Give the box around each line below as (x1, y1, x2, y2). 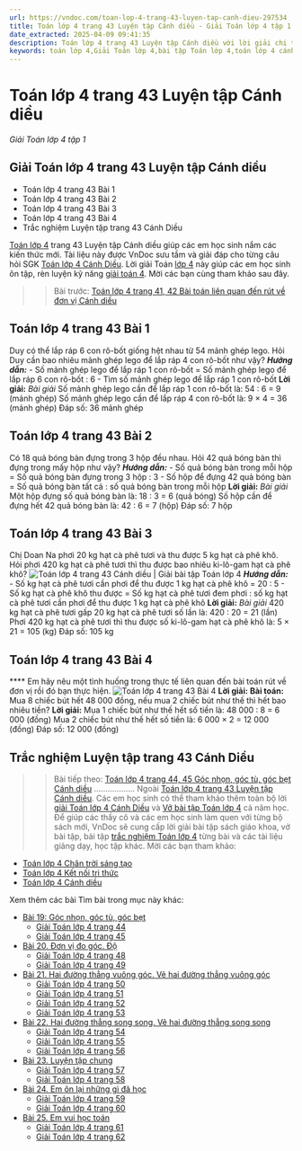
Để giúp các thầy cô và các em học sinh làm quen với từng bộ (53, 811, 283, 822)
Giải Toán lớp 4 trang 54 (35, 1026, 126, 1037)
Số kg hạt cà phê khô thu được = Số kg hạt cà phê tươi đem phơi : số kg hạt (9, 588, 289, 598)
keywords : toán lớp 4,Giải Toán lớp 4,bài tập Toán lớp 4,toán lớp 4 (9, 47, 276, 56)
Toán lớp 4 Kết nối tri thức (22, 867, 119, 878)
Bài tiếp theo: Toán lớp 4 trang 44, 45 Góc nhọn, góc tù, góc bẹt (53, 774, 292, 784)
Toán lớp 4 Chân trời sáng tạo (22, 857, 133, 868)
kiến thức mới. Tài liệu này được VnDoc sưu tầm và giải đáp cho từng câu (9, 249, 280, 260)
